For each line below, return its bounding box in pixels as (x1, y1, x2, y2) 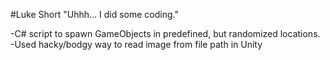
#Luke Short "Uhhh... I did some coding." (10, 9, 179, 20)
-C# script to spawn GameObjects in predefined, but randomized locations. (10, 28, 321, 39)
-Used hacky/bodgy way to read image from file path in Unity (10, 39, 263, 50)
